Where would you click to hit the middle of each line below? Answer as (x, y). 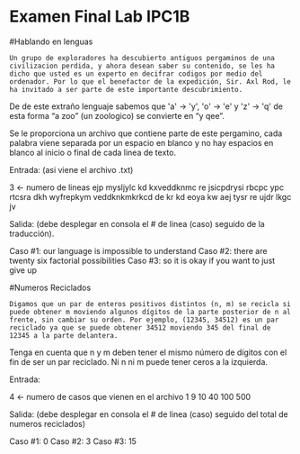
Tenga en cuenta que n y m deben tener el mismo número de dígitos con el (148, 352)
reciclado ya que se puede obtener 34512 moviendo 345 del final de (140, 327)
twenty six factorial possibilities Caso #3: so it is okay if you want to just (142, 260)
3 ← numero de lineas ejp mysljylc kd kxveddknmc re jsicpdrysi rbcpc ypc (147, 187)
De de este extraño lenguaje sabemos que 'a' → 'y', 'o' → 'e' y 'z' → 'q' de (146, 106)
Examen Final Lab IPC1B (100, 17)
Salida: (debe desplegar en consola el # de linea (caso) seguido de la (137, 223)
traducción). (32, 233)
